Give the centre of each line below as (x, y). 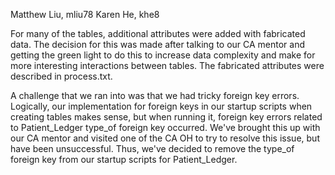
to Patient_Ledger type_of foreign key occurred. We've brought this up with (165, 127)
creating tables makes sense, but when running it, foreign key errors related (166, 117)
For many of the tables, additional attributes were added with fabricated (158, 33)
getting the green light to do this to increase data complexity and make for (163, 55)
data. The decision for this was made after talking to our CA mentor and (158, 44)
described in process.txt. (61, 76)
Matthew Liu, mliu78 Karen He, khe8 (85, 14)
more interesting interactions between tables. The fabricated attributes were (167, 65)
